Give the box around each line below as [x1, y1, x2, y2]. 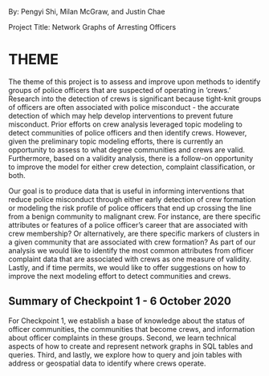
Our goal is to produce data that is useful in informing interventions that [8, 186, 245, 196]
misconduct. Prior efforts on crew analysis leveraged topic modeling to [8, 119, 243, 129]
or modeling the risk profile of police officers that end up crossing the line [8, 203, 252, 212]
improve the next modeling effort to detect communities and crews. [8, 271, 231, 281]
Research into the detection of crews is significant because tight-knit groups [8, 94, 262, 103]
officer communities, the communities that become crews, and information [8, 324, 255, 334]
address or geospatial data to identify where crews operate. [8, 358, 206, 368]
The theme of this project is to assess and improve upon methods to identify [8, 76, 261, 87]
